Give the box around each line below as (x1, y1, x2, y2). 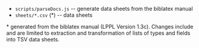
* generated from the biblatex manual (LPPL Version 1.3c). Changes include (6, 23, 194, 30)
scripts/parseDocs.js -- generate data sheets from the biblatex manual (14, 5, 193, 12)
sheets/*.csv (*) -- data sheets (14, 11, 93, 19)
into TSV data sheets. (6, 36, 60, 43)
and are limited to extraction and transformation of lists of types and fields (6, 29, 191, 37)
